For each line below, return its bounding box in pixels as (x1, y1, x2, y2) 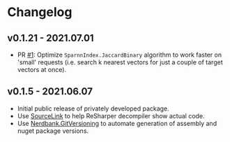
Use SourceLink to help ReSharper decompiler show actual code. (17, 111, 205, 120)
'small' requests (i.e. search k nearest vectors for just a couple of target (17, 58, 223, 66)
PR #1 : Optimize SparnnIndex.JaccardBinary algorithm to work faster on (17, 50, 222, 59)
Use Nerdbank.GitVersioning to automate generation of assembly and (17, 119, 217, 127)
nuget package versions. (17, 127, 89, 135)
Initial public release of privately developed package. (17, 104, 169, 113)
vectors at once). (17, 66, 67, 73)
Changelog (7, 4, 72, 20)
